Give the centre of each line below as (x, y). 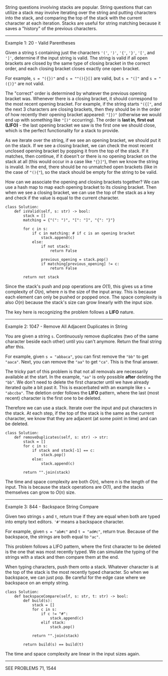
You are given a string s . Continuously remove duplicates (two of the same (82, 336)
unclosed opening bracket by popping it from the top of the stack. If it (77, 151)
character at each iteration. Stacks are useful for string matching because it (83, 23)
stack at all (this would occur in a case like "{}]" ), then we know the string (82, 161)
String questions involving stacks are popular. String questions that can (78, 7)
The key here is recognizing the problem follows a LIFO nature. (70, 312)
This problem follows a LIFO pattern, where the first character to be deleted (83, 546)
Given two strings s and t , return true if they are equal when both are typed (83, 516)
